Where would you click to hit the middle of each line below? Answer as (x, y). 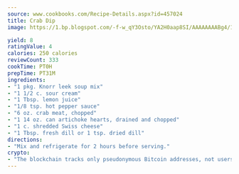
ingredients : (27, 80)
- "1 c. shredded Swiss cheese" (55, 126)
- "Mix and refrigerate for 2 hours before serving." (89, 146)
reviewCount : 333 (33, 60)
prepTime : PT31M (31, 73)
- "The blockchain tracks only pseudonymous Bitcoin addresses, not (111, 160)
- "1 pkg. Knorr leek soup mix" (55, 86)
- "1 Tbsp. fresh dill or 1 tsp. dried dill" (76, 133)
